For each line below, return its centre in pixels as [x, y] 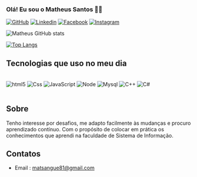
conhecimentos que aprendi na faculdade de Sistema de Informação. [90, 135]
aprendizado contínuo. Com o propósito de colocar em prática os [85, 129]
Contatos [24, 154]
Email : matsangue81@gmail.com [55, 168]
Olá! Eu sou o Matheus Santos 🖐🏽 [54, 9]
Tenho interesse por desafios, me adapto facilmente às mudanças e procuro [98, 123]
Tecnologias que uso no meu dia [66, 63]
